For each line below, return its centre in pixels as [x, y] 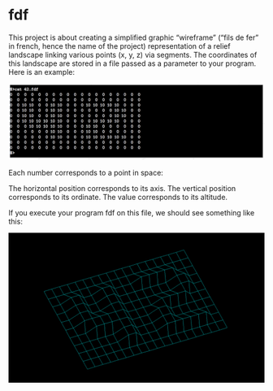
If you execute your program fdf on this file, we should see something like [132, 212]
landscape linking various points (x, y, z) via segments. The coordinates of [133, 54]
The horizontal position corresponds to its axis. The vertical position [122, 188]
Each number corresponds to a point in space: [86, 172]
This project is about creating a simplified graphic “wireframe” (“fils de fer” [134, 37]
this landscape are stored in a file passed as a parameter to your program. [132, 63]
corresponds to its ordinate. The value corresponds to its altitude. [118, 197]
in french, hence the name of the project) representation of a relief [119, 46]
